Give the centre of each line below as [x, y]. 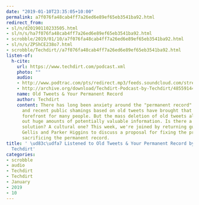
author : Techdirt [38, 99]
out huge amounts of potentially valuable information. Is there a [107, 122]
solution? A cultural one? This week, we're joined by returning [104, 127]
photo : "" [29, 72]
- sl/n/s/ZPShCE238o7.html [39, 45]
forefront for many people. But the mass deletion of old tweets [104, 116]
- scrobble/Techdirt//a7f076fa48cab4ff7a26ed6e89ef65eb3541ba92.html [94, 50]
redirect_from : [25, 22]
